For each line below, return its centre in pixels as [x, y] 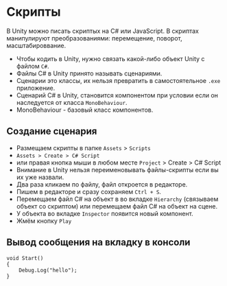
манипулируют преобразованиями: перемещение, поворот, [94, 38]
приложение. [36, 88]
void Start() [25, 258]
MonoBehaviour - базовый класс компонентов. [85, 110]
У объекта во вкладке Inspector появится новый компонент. [105, 213]
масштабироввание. [36, 45]
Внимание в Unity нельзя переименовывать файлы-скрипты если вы [117, 169]
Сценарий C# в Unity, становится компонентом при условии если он [117, 95]
